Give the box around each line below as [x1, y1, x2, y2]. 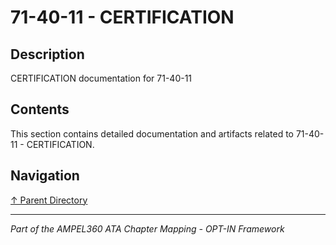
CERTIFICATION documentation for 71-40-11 [10, 72, 193, 84]
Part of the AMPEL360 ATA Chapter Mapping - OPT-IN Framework [10, 222, 285, 235]
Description [10, 46, 85, 63]
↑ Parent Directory [10, 194, 88, 206]
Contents [10, 101, 70, 118]
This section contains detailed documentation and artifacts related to [10, 127, 295, 140]
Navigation [10, 167, 80, 185]
